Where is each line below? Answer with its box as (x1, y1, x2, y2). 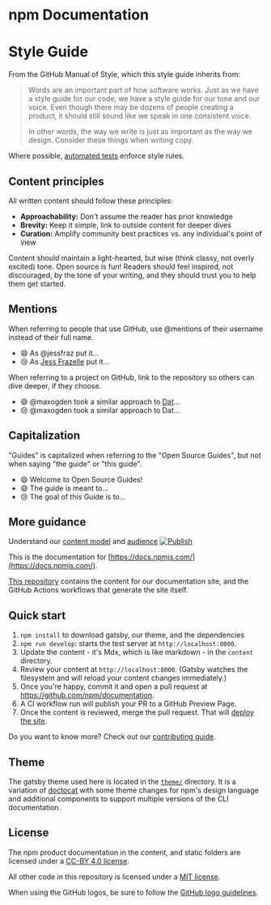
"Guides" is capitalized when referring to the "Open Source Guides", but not (8, 450, 261, 460)
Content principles (8, 174, 105, 188)
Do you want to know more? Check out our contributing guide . (8, 732, 217, 741)
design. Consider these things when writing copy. (28, 135, 194, 145)
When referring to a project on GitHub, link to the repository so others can (8, 372, 255, 382)
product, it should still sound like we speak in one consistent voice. (28, 111, 252, 121)
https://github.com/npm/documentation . (19, 690, 155, 700)
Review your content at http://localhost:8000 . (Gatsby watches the (19, 665, 248, 674)
